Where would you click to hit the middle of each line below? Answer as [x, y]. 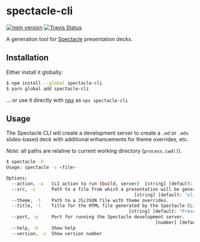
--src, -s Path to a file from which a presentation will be [96, 189]
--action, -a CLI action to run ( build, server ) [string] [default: [102, 184]
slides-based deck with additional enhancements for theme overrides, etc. [97, 139]
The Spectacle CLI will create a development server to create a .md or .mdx [97, 133]
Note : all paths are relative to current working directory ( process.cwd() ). [94, 151]
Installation [27, 58]
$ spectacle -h [25, 162]
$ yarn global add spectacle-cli [48, 89]
